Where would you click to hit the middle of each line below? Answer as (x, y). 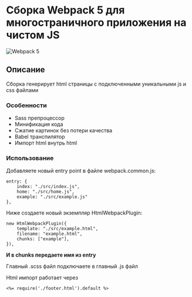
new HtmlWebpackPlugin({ (36, 224)
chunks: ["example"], (43, 239)
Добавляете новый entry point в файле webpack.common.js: (81, 171)
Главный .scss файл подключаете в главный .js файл (72, 267)
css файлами (22, 90)
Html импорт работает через (42, 278)
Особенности (26, 105)
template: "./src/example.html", (58, 229)
